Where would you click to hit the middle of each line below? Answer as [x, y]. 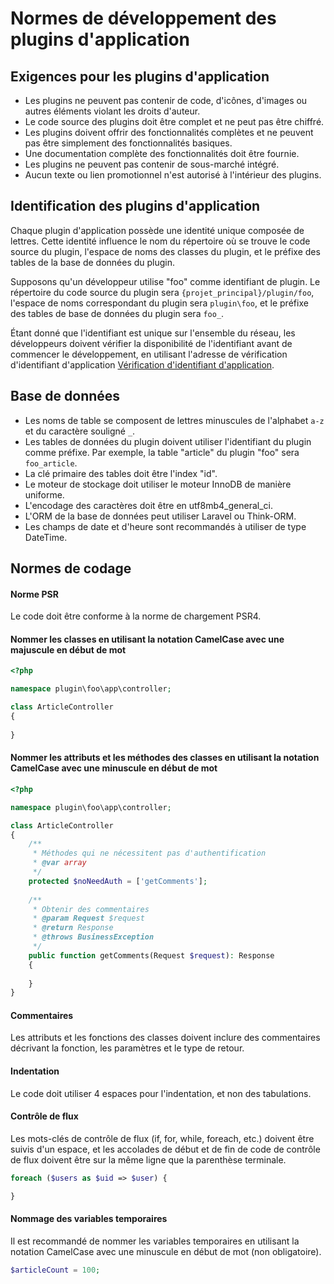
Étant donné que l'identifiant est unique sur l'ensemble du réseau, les [153, 333]
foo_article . [51, 463]
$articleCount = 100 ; [55, 1270]
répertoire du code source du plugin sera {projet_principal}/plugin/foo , [162, 292]
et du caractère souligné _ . [80, 431]
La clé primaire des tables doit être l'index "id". [121, 473]
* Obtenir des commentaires [91, 909]
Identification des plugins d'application [135, 206]
